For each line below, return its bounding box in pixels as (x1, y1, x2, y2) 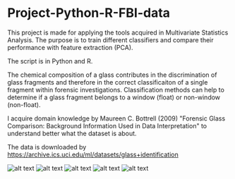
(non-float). (7, 100, 41, 109)
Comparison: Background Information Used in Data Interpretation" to (7, 121, 207, 130)
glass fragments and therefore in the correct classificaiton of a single (7, 78, 208, 86)
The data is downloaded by (7, 142, 87, 151)
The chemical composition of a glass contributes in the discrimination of (7, 70, 217, 79)
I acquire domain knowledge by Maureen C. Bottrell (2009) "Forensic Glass (7, 114, 226, 123)
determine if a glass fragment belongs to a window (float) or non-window (7, 93, 221, 101)
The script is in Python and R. (7, 56, 93, 65)
